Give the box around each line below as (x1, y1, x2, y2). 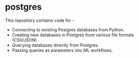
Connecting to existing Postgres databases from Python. (12, 27, 125, 32)
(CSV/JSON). (12, 37, 38, 43)
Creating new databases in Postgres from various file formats (12, 32, 134, 38)
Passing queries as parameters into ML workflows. (12, 47, 113, 53)
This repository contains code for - (5, 17, 75, 23)
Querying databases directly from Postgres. (12, 42, 99, 48)
